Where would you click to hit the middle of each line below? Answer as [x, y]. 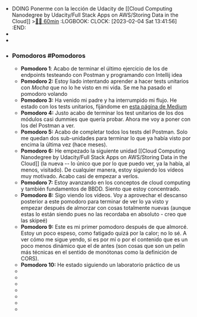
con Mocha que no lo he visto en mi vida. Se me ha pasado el [96, 88]
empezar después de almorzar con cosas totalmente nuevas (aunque [106, 208]
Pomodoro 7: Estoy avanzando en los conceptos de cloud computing [105, 183]
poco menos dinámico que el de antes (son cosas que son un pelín [103, 246]
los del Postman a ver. [48, 126]
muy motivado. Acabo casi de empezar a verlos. [80, 176]
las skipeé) [34, 220]
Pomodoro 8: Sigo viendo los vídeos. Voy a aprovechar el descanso [104, 195]
